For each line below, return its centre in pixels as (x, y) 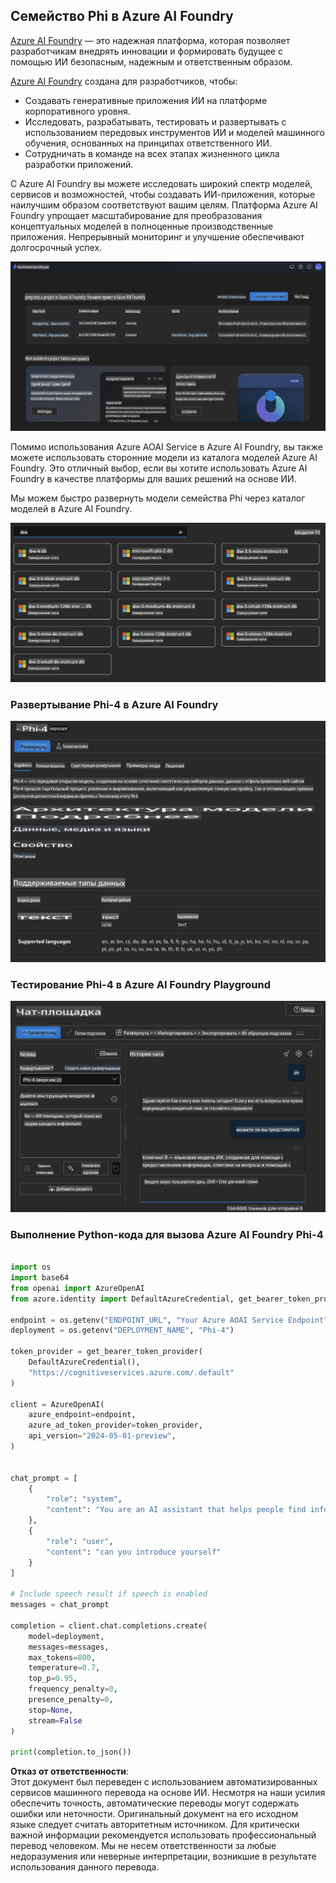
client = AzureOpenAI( (57, 1404)
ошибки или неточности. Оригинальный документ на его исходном (154, 1814)
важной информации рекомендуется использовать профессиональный (163, 1835)
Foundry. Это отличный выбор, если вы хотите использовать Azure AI (159, 468)
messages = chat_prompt (60, 1605)
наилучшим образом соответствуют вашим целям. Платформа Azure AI (164, 205)
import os (31, 1267)
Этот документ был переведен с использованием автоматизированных (164, 1782)
